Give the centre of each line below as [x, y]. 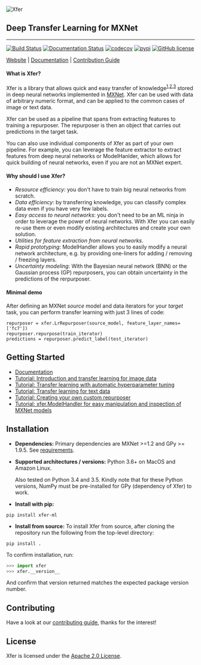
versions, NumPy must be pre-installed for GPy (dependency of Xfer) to [103, 486]
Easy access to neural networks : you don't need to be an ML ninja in [99, 215]
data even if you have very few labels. [62, 208]
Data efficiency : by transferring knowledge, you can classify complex [100, 202]
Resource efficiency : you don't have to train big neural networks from [100, 189]
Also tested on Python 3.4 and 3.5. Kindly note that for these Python [99, 479]
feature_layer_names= [153, 323]
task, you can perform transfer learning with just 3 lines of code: [86, 312]
